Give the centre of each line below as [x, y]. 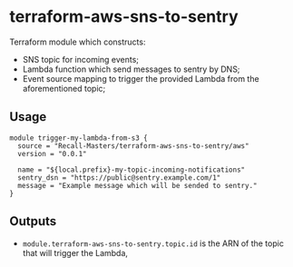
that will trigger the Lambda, [75, 252]
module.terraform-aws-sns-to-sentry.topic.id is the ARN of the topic [153, 243]
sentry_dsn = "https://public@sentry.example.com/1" [119, 178]
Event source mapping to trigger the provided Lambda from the [141, 78]
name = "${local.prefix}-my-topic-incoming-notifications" [132, 170]
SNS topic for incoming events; [80, 59]
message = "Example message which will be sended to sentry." [137, 185]
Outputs [33, 221]
